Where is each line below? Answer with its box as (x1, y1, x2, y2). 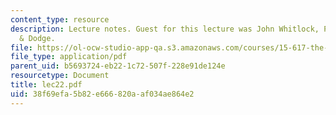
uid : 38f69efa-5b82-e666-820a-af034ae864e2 (10, 89, 195, 99)
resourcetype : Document (10, 71, 110, 81)
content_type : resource (10, 14, 110, 25)
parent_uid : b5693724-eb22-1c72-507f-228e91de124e (10, 61, 226, 71)
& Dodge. (19, 33, 56, 43)
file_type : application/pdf (10, 52, 128, 62)
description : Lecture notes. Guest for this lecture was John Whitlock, (10, 24, 320, 34)
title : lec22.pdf (10, 80, 83, 90)
